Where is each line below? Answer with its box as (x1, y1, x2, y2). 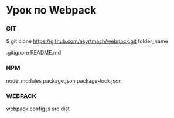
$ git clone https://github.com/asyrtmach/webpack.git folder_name (6, 38, 168, 45)
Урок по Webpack (6, 4, 97, 17)
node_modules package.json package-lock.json (6, 77, 122, 84)
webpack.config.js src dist (6, 105, 70, 112)
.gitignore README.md (6, 49, 62, 56)
